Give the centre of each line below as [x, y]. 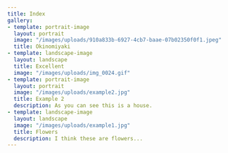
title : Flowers [36, 132]
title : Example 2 [39, 99]
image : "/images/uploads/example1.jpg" [72, 125]
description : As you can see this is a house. [83, 106]
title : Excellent [39, 66]
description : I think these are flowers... [78, 138]
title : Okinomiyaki [42, 47]
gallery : [20, 20]
